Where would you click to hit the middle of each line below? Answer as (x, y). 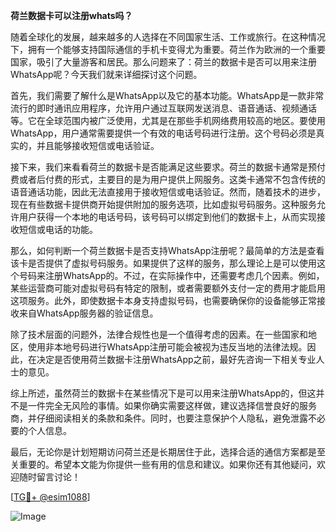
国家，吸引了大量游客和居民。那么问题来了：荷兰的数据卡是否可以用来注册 (163, 62)
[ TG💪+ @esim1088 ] (50, 497)
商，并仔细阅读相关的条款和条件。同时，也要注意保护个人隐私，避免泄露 (159, 418)
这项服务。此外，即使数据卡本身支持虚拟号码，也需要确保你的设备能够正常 (163, 300)
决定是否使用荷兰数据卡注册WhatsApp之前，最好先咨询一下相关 (167, 359)
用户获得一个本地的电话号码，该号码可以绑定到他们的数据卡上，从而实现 (167, 217)
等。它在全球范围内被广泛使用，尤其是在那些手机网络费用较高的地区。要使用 (168, 120)
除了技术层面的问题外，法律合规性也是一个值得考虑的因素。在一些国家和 (159, 334)
